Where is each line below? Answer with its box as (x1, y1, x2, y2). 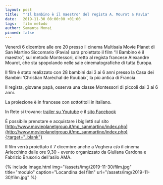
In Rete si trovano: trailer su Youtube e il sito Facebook (5, 109, 116, 115)
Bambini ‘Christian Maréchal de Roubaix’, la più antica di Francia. (5, 75, 137, 80)
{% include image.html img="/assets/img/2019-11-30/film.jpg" (5, 164, 132, 170)
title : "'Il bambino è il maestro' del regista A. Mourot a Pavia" (5, 12, 150, 17)
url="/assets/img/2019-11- (96, 169, 150, 175)
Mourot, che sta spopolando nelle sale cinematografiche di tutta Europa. (5, 60, 153, 65)
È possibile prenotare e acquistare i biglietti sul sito (5, 119, 109, 124)
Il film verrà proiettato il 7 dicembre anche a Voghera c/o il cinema (5, 144, 140, 149)
